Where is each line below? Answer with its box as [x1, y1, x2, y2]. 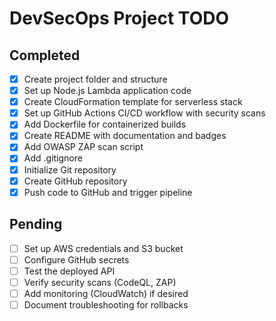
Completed [9, 47, 81, 64]
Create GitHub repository [23, 175, 128, 187]
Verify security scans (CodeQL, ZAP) [23, 276, 177, 288]
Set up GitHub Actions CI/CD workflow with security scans [23, 107, 266, 119]
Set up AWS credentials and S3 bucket [23, 242, 184, 254]
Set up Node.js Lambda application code [23, 85, 192, 97]
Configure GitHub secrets [23, 253, 130, 266]
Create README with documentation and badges [23, 130, 227, 142]
